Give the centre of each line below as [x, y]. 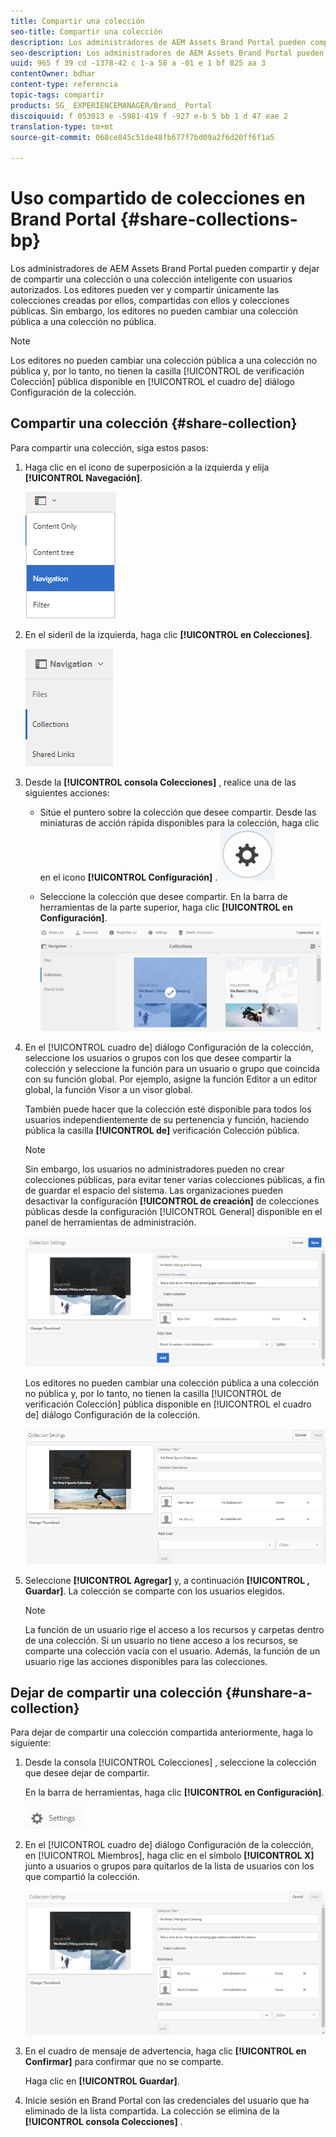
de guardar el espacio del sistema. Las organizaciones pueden [153, 1190]
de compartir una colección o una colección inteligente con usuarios [151, 279]
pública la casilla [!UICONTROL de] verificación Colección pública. [162, 1130]
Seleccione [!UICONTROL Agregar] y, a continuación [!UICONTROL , [167, 1580]
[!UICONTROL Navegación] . [83, 477]
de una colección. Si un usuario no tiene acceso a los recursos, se [161, 1640]
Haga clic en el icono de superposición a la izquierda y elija [147, 467]
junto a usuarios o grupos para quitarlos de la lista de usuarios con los [169, 1866]
